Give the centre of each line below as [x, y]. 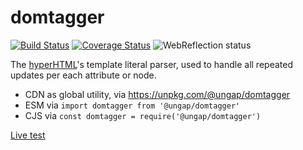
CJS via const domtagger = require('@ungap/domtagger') [143, 115]
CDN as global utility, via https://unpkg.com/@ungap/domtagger [157, 94]
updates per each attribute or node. [83, 75]
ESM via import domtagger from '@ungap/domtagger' [132, 105]
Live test [28, 135]
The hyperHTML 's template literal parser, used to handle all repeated [151, 64]
